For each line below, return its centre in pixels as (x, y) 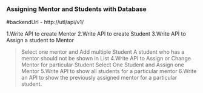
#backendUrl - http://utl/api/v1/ (45, 22)
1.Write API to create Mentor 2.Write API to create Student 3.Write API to (96, 34)
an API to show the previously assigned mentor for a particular (99, 78)
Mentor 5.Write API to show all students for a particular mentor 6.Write (109, 71)
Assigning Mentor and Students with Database (76, 9)
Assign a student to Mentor (40, 40)
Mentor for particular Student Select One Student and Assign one (103, 65)
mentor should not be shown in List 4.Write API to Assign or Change (106, 59)
